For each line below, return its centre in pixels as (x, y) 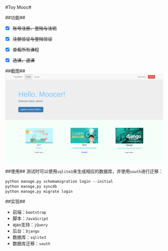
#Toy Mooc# (18, 7)
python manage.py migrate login (39, 192)
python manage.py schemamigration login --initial (59, 182)
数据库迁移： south (31, 243)
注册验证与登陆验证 (32, 39)
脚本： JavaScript (30, 218)
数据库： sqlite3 (29, 237)
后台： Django (26, 231)
